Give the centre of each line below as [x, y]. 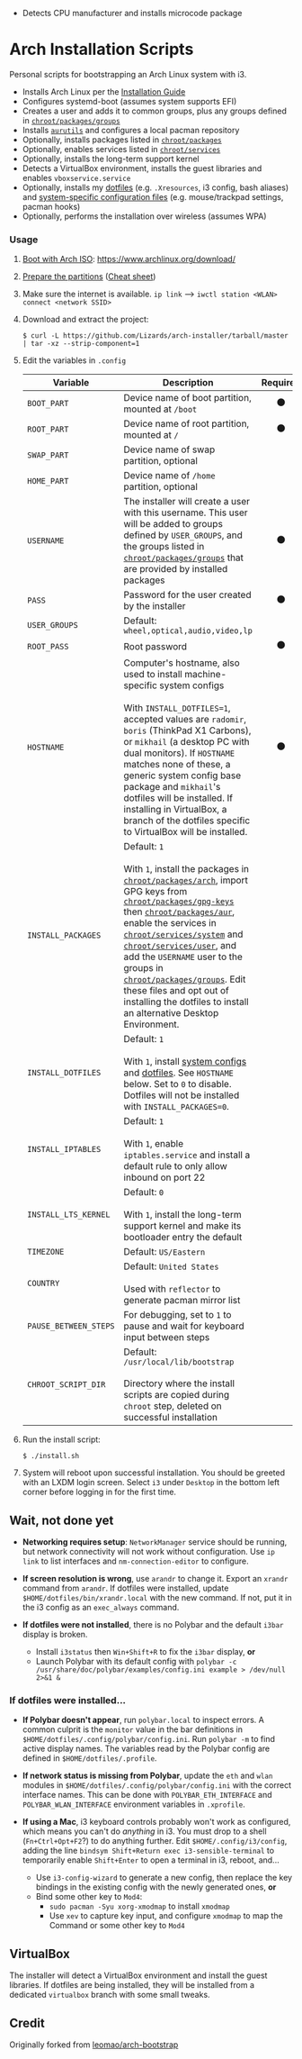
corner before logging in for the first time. [99, 1492]
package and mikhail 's [172, 787]
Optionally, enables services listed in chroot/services [121, 149]
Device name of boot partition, [187, 398]
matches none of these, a [177, 765]
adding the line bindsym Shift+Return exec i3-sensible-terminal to [148, 1851]
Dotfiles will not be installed [182, 1095]
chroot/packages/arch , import [186, 880]
